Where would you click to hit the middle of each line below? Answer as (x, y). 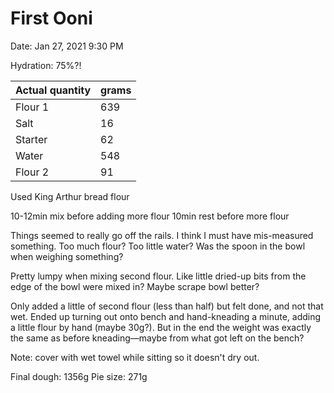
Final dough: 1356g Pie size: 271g (79, 376)
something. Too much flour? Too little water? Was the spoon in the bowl (158, 246)
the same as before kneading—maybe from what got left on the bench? (157, 338)
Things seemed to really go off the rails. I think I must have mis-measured (162, 235)
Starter (31, 139)
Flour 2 (32, 172)
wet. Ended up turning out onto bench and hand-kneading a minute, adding (166, 316)
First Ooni (51, 18)
